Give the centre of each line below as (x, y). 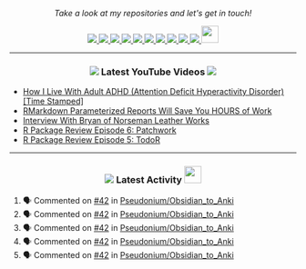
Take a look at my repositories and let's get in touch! (153, 13)
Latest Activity (149, 180)
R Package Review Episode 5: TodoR (92, 140)
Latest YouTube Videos (153, 72)
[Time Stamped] (53, 101)
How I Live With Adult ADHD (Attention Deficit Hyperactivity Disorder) (153, 92)
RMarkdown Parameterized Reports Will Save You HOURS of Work (147, 111)
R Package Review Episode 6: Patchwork (99, 130)
